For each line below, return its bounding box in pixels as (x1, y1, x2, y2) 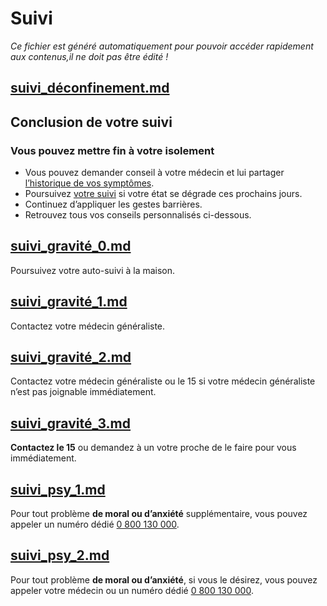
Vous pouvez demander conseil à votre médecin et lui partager (24, 167, 285, 179)
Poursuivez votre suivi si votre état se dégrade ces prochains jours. (24, 188, 303, 200)
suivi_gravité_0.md (10, 238, 132, 255)
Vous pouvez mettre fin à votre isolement (10, 143, 215, 157)
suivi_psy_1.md (10, 481, 106, 498)
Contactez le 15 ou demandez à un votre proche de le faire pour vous (10, 442, 297, 454)
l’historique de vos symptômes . (24, 177, 155, 189)
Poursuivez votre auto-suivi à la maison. (10, 264, 176, 276)
